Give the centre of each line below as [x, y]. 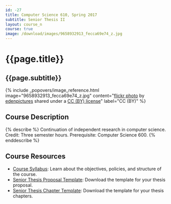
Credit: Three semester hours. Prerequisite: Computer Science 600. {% [80, 135]
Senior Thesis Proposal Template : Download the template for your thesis [89, 179]
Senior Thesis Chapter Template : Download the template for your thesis [88, 190]
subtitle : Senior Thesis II [35, 19]
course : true [19, 29]
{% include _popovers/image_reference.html [52, 90]
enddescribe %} [23, 140]
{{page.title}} [35, 59]
